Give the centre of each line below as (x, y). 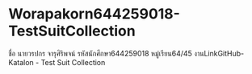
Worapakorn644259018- (94, 14)
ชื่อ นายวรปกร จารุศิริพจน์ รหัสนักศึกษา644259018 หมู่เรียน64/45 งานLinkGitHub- (126, 53)
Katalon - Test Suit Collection (57, 62)
